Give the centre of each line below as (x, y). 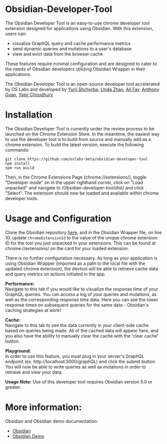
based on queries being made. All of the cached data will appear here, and (82, 330)
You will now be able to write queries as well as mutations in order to (76, 366)
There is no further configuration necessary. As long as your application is (82, 258)
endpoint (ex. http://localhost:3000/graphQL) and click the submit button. (81, 361)
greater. (13, 387)
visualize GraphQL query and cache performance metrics (71, 43)
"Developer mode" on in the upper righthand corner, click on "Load (74, 182)
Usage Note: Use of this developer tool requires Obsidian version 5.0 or (79, 381)
